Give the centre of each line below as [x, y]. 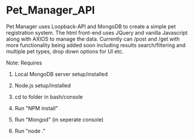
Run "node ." [30, 131]
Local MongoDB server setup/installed [61, 74]
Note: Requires [24, 63]
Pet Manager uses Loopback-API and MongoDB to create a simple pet [91, 26]
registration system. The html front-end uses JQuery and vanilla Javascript [97, 32]
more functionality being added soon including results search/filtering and [96, 45]
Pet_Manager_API [51, 10]
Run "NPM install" [36, 108]
